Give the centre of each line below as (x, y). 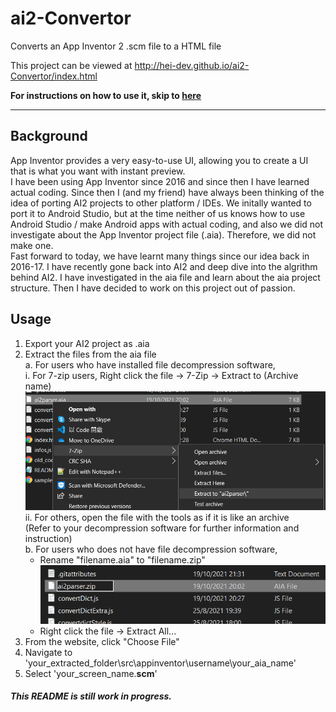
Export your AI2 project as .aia (87, 343)
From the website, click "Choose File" (102, 641)
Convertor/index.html (54, 76)
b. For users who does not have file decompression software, (151, 549)
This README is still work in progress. (91, 696)
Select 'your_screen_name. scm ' (91, 673)
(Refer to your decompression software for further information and (162, 528)
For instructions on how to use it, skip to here (106, 95)
